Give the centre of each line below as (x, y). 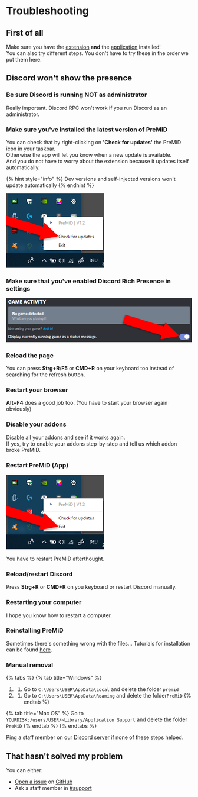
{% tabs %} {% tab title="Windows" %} (54, 678)
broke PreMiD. (24, 450)
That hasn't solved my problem (65, 756)
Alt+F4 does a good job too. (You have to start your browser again (87, 403)
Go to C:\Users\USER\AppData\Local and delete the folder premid (101, 689)
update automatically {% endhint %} (50, 185)
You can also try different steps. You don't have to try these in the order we (97, 53)
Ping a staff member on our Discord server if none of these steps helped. (95, 737)
